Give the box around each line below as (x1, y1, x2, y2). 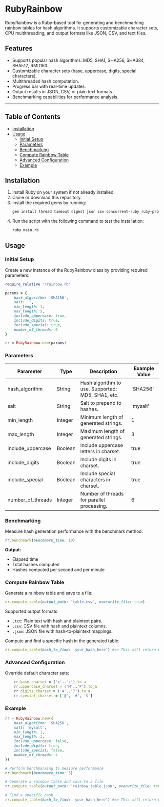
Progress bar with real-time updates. (12, 83, 86, 89)
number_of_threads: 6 (14, 327, 58, 332)
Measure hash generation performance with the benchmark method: (5, 528, 143, 534)
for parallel (80, 496, 105, 503)
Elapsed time (12, 556, 39, 562)
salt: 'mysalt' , (14, 725, 47, 730)
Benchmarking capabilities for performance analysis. (12, 94, 119, 100)
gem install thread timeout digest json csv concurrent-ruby (12, 209, 140, 214)
